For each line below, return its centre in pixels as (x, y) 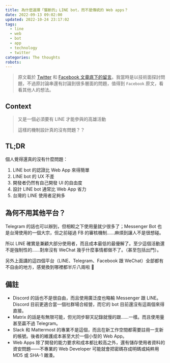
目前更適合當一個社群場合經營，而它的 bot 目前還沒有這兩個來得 (97, 304)
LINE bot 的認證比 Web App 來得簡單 (51, 170)
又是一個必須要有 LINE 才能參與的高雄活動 (62, 119)
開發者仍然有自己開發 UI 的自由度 (47, 183)
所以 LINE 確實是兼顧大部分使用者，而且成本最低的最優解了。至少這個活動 (83, 243)
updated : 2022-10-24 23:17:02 (37, 19)
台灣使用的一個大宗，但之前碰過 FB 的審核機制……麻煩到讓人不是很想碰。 (87, 233)
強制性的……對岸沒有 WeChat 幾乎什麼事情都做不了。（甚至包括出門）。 (88, 249)
